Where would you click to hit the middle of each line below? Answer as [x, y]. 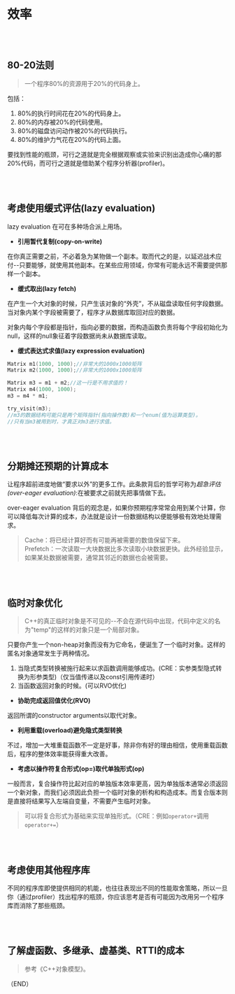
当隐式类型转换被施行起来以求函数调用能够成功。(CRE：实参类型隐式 [116, 668]
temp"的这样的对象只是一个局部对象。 [88, 630]
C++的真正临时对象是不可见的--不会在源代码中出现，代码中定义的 [119, 621]
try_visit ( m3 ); [29, 409]
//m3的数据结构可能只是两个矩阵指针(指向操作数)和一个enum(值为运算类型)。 [104, 415]
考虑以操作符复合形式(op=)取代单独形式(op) [81, 769]
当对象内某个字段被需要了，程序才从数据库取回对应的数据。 [93, 312]
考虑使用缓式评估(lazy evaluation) [81, 208]
